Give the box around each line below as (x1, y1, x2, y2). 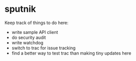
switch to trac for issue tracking (11, 45, 76, 51)
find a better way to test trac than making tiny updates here (11, 50, 132, 56)
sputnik (4, 3, 36, 15)
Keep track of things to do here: (4, 20, 69, 26)
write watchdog (11, 39, 44, 45)
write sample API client (11, 29, 58, 35)
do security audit (11, 34, 46, 40)
